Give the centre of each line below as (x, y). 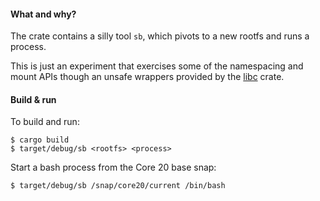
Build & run (33, 99)
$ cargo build (40, 140)
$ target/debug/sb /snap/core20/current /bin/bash (118, 186)
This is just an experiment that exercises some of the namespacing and (157, 66)
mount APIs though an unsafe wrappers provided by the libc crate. (147, 77)
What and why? (43, 14)
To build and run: (45, 122)
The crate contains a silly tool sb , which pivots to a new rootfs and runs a (160, 36)
